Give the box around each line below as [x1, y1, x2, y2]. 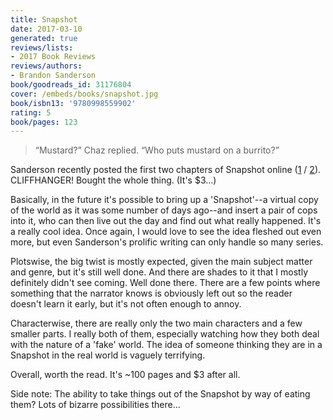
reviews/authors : [10, 61, 83, 71]
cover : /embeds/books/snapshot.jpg [10, 89, 159, 99]
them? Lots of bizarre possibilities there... [10, 399, 181, 411]
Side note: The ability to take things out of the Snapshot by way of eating [10, 388, 311, 400]
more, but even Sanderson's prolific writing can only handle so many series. [10, 236, 324, 248]
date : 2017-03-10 [10, 24, 83, 34]
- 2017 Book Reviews [10, 52, 97, 62]
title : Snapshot [10, 14, 78, 25]
